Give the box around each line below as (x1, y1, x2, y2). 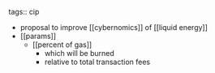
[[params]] (19, 32, 57, 41)
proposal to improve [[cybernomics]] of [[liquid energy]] (19, 23, 209, 32)
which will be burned (44, 49, 115, 58)
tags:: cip (8, 7, 40, 16)
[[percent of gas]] (32, 40, 92, 49)
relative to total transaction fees (44, 57, 151, 67)
